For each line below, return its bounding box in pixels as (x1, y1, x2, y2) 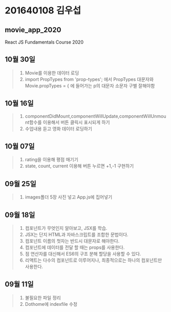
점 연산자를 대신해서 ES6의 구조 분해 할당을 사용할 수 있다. (25, 251, 141, 257)
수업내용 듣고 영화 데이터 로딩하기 (25, 125, 93, 131)
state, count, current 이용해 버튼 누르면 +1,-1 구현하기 (25, 163, 134, 169)
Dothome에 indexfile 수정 (25, 301, 78, 307)
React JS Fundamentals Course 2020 (5, 39, 84, 45)
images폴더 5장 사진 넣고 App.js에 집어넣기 (25, 194, 113, 200)
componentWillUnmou (119, 113, 166, 119)
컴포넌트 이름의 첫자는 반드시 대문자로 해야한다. (25, 238, 120, 244)
